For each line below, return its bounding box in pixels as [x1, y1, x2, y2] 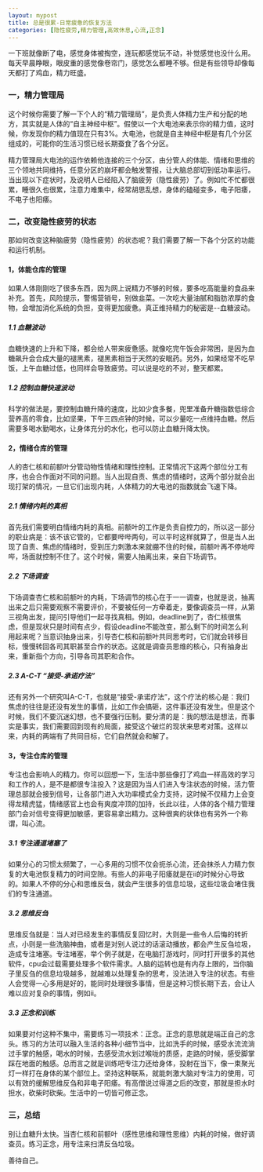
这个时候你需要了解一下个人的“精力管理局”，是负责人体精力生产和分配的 [8, 109, 241, 119]
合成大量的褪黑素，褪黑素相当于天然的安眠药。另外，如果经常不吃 [34, 354, 248, 363]
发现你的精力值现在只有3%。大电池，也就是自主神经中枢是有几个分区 [28, 129, 253, 138]
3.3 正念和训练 [8, 1008, 56, 1017]
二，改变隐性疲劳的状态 [8, 216, 96, 227]
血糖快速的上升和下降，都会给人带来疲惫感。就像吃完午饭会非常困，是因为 [8, 344, 248, 353]
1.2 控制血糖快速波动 [8, 382, 74, 392]
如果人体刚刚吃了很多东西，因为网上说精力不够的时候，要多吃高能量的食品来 [8, 283, 255, 293]
